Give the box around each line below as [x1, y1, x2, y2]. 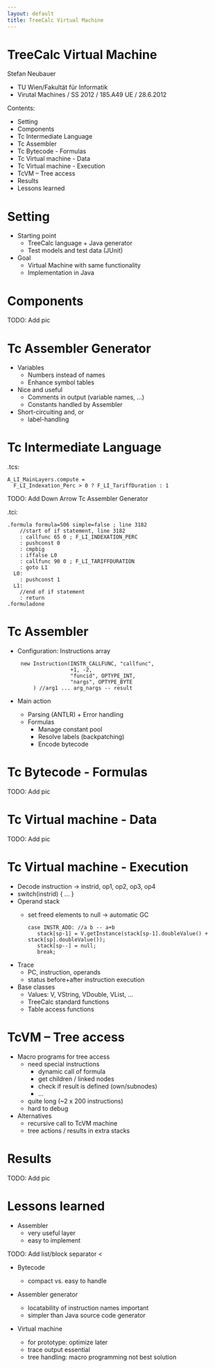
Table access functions [27, 1004, 95, 1013]
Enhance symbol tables [27, 378, 95, 387]
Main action [17, 697, 51, 706]
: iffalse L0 [19, 552, 58, 559]
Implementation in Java [27, 269, 95, 277]
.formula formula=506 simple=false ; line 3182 [7, 522, 148, 529]
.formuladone [7, 600, 45, 608]
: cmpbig [19, 546, 45, 553]
